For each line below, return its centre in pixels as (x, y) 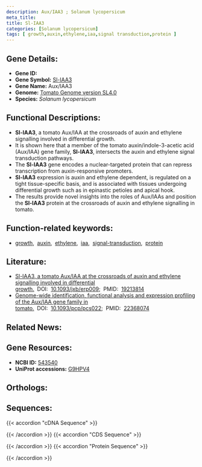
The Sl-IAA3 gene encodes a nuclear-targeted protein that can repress (103, 164)
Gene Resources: (39, 348)
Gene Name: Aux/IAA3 (43, 86)
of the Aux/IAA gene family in (52, 302)
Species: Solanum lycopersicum (55, 99)
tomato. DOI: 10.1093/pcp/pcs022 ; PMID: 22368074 (82, 308)
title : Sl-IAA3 (25, 23)
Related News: (34, 327)
